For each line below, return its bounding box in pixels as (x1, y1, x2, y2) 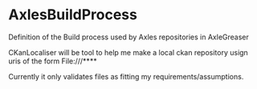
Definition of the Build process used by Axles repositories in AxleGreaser (8, 32, 249, 42)
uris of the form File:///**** (8, 56, 98, 66)
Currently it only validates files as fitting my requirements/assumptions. (8, 71, 244, 81)
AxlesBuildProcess (8, 6, 138, 24)
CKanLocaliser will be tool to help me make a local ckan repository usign (8, 47, 249, 57)
